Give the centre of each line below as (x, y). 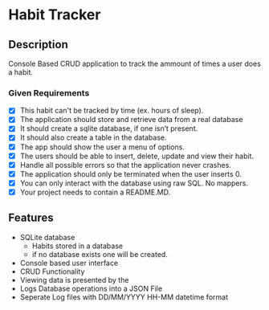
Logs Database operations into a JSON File (91, 288)
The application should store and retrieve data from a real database (131, 120)
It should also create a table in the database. (93, 137)
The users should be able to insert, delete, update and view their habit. (137, 156)
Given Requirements (49, 92)
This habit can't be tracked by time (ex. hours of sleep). (112, 111)
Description (38, 45)
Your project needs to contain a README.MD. (95, 192)
